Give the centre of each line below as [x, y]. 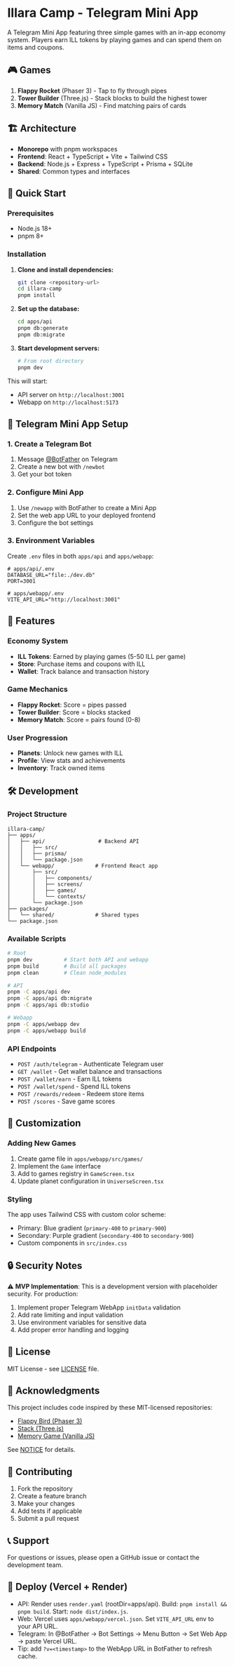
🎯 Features [31, 621]
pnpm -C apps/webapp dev [43, 1024]
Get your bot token [44, 474]
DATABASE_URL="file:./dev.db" [51, 575]
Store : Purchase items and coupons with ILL [81, 664]
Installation [27, 254]
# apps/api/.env [31, 569]
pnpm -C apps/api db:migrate [50, 999]
